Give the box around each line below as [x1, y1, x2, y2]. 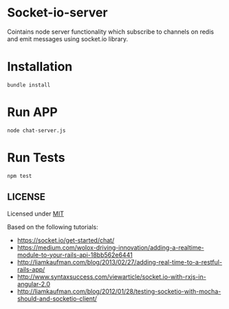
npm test [7, 172, 32, 179]
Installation [7, 59, 73, 75]
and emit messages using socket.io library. [7, 34, 129, 43]
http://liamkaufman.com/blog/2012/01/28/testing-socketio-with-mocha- [17, 287, 221, 295]
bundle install [7, 81, 51, 89]
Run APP [7, 104, 58, 120]
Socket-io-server [7, 5, 108, 21]
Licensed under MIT [7, 209, 64, 218]
